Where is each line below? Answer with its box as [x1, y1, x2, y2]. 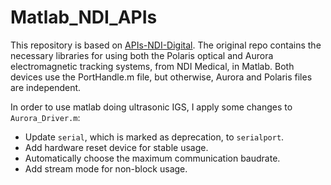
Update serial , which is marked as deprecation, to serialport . [24, 131, 285, 143]
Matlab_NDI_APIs [10, 6, 158, 29]
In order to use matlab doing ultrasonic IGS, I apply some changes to [10, 101, 293, 113]
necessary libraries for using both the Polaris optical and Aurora [10, 49, 274, 61]
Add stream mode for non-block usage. [24, 162, 188, 175]
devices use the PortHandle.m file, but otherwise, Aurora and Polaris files [10, 71, 313, 83]
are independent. [10, 81, 82, 93]
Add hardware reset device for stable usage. [24, 141, 209, 153]
